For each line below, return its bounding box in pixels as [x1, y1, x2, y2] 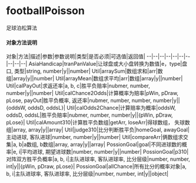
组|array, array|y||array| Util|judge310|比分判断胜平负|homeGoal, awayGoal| [6, 126, 190, 133]
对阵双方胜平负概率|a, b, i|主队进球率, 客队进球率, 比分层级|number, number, [6, 155, 190, 162]
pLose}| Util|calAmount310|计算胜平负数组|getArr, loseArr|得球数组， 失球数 [6, 119, 190, 126]
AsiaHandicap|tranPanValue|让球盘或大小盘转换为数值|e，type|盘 [28, 60, 187, 67]
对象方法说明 [6, 39, 37, 46]
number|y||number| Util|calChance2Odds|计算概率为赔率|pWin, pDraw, [6, 90, 178, 97]
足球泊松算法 [6, 24, 37, 31]
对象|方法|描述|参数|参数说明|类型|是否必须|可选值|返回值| [6, 53, 145, 60]
